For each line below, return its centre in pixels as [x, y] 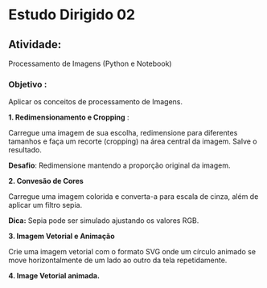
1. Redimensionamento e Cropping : [69, 117]
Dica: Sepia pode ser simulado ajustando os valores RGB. [104, 221]
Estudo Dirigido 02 [72, 15]
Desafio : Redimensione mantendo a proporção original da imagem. [119, 165]
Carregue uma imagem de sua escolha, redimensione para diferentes [123, 133]
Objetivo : [28, 84]
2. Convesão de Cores [46, 181]
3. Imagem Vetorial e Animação [62, 236]
